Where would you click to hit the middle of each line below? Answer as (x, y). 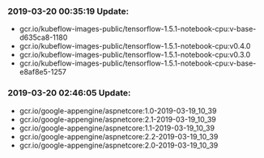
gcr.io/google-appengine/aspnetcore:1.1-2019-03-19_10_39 (117, 128)
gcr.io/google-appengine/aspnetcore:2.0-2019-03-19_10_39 (119, 145)
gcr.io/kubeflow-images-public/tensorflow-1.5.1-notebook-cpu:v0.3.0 (135, 55)
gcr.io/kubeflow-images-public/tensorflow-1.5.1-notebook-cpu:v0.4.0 (135, 46)
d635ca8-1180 (43, 37)
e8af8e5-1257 (43, 72)
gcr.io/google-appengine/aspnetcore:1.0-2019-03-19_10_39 (118, 110)
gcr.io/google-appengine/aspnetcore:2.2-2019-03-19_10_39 (119, 136)
